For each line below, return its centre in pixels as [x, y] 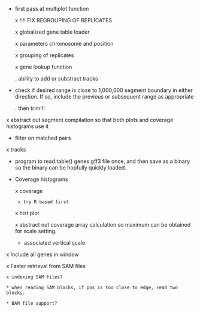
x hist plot [27, 213]
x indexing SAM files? [34, 277]
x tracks [16, 149]
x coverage [29, 191]
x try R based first [43, 202]
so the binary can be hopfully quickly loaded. [71, 167]
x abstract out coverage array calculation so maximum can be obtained [103, 225]
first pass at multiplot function [52, 9]
